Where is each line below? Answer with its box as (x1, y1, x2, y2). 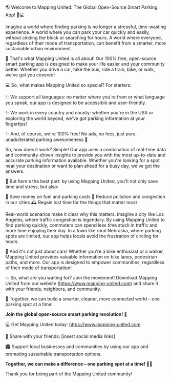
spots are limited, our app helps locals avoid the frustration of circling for (5, 233, 159, 239)
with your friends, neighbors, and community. (5, 286, 101, 292)
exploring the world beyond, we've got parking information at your (5, 115, 145, 122)
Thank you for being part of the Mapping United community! (5, 371, 133, 377)
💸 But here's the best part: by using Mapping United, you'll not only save (5, 178, 158, 184)
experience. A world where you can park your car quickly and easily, (5, 29, 150, 35)
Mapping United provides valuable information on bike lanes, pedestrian (5, 254, 157, 260)
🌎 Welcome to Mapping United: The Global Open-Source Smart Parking (5, 4, 158, 10)
